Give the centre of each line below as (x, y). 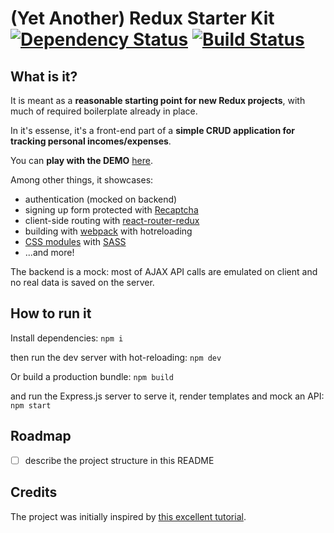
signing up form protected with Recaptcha (111, 210)
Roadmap (41, 436)
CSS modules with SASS (75, 241)
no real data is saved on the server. (82, 282)
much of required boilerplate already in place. (104, 111)
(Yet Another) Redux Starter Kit (142, 18)
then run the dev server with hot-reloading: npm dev (116, 357)
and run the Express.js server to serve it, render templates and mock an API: (167, 396)
